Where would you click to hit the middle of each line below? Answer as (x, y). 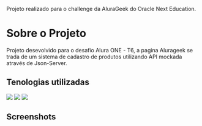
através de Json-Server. (37, 63)
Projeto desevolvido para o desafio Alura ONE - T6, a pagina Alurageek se (100, 50)
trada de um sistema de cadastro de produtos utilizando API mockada (94, 57)
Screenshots (31, 117)
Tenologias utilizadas (48, 82)
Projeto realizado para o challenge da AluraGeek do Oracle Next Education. (101, 9)
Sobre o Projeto (47, 33)
